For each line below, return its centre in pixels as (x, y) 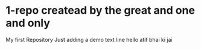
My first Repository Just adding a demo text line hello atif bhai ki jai (89, 39)
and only (28, 23)
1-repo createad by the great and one (101, 10)
